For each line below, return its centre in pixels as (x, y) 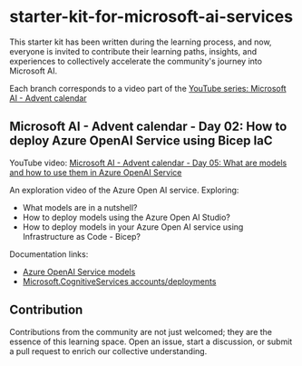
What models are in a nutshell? (80, 207)
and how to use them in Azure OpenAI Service (96, 172)
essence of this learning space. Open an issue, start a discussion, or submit (151, 341)
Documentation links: (49, 254)
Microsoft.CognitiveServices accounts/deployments (119, 281)
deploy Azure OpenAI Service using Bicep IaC (141, 141)
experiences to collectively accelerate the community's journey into (136, 61)
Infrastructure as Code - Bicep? (81, 236)
